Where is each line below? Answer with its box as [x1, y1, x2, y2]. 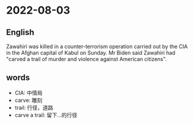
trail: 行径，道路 [14, 104, 53, 111]
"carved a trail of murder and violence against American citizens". [6, 56, 167, 62]
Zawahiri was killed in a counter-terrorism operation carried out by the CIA [6, 43, 188, 50]
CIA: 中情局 [14, 89, 43, 96]
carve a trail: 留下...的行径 [14, 111, 78, 119]
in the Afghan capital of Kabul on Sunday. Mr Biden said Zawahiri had [6, 49, 176, 56]
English [6, 27, 34, 37]
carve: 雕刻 [14, 96, 43, 104]
